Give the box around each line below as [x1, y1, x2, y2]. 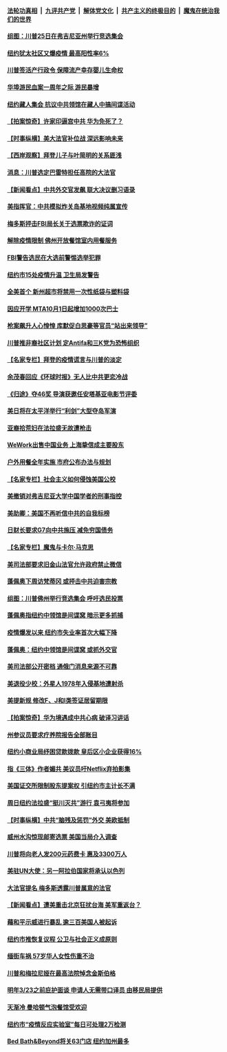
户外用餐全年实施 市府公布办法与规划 [7, 458, 111, 466]
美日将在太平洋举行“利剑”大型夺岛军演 [7, 407, 117, 415]
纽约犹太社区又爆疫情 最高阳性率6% [7, 49, 109, 57]
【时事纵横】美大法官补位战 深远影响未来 [7, 134, 124, 143]
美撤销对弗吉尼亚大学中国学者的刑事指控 [7, 492, 122, 501]
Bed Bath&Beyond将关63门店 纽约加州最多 [7, 1037, 129, 1046]
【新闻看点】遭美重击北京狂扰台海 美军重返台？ [7, 901, 142, 909]
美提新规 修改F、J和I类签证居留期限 [7, 696, 108, 705]
